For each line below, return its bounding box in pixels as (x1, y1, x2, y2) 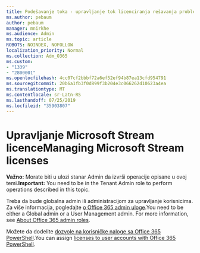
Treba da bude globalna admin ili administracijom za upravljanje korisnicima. (6, 198, 193, 205)
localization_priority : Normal (6, 48, 84, 54)
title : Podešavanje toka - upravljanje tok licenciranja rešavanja (6, 8, 177, 15)
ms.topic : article (6, 36, 52, 42)
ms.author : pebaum (6, 14, 52, 20)
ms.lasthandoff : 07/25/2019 (6, 97, 76, 103)
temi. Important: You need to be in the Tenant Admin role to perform (6, 180, 173, 187)
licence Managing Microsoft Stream (6, 141, 185, 155)
